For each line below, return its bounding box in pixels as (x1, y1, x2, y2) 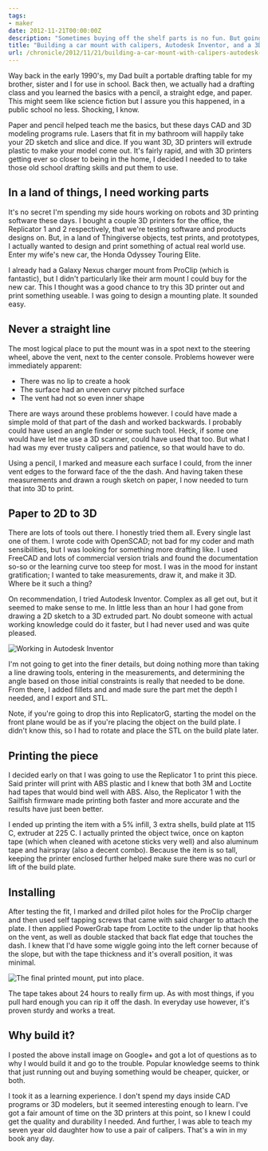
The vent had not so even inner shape (19, 393, 145, 402)
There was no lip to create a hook (19, 376, 131, 386)
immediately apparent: (8, 361, 82, 370)
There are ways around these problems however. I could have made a (8, 409, 238, 418)
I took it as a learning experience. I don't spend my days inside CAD (8, 1091, 231, 1101)
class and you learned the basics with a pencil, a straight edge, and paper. (8, 88, 253, 97)
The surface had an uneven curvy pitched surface (19, 385, 185, 394)
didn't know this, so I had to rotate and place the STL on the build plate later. (8, 725, 259, 736)
